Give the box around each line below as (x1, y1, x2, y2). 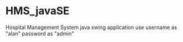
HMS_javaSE (5, 4, 70, 18)
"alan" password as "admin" (5, 30, 74, 37)
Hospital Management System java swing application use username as (5, 24, 178, 31)
